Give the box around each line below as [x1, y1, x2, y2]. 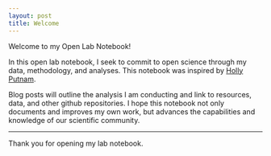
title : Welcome [8, 19, 60, 27]
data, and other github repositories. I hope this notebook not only [8, 98, 224, 108]
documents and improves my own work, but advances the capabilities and [8, 106, 256, 117]
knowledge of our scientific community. [8, 115, 140, 125]
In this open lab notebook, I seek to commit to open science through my [8, 57, 248, 67]
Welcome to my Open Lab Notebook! [8, 41, 131, 51]
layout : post [8, 11, 52, 20]
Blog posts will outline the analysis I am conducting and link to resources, [8, 89, 252, 99]
